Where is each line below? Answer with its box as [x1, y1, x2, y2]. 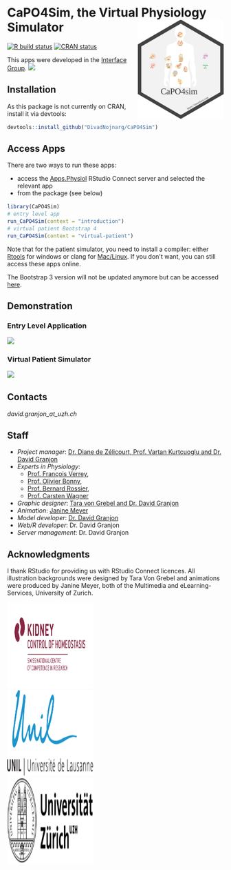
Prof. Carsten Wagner [27, 492, 89, 500]
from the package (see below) [16, 189, 103, 197]
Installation [7, 84, 56, 96]
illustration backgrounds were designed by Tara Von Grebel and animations [7, 574, 220, 582]
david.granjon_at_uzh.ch [7, 409, 77, 418]
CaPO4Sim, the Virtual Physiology [7, 5, 207, 21]
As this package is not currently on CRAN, [7, 102, 126, 110]
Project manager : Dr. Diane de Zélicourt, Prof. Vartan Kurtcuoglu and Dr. [16, 448, 222, 456]
